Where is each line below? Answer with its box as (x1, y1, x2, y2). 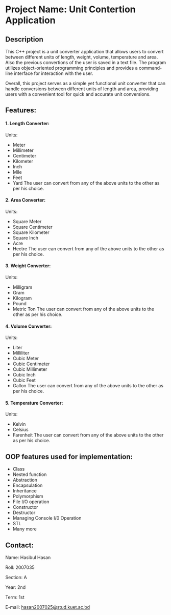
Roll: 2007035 (5, 564, 35, 570)
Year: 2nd (5, 584, 26, 590)
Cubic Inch (12, 372, 36, 378)
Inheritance (12, 488, 37, 494)
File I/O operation (12, 499, 50, 505)
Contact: (5, 541, 34, 549)
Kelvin (12, 421, 26, 427)
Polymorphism (12, 493, 43, 500)
